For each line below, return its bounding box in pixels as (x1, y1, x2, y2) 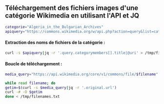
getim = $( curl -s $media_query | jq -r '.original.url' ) (5, 85, 117, 90)
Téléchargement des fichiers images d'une (5, 4, 139, 12)
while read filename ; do (5, 81, 56, 85)
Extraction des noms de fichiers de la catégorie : (5, 40, 105, 45)
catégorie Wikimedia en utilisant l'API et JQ (5, 12, 139, 20)
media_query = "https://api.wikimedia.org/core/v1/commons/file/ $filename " (5, 72, 159, 77)
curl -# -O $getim (5, 90, 42, 95)
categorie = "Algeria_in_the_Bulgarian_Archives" (5, 24, 104, 29)
